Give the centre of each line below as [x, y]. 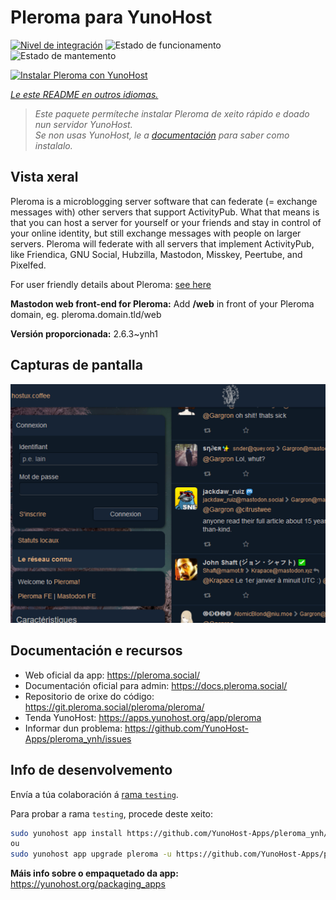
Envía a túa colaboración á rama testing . [94, 794]
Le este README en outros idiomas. [84, 94]
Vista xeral [44, 177]
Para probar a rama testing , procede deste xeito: [112, 813]
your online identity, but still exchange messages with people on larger [156, 233]
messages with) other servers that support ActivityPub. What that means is [165, 212]
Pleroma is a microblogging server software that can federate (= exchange [164, 201]
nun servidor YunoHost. [83, 124]
